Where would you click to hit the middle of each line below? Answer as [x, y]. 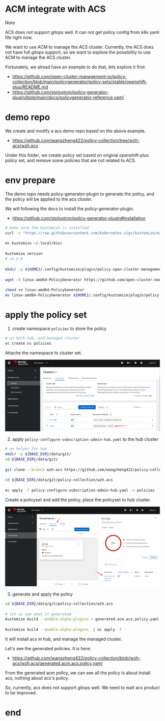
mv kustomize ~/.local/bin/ [34, 243]
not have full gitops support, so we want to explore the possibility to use [78, 52]
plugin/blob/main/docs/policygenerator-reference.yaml [68, 97]
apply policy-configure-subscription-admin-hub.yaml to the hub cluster [85, 439]
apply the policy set [46, 315]
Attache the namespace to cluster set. [44, 353]
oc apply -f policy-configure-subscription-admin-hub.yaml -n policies [80, 490]
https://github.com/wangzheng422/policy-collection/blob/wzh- [76, 658]
